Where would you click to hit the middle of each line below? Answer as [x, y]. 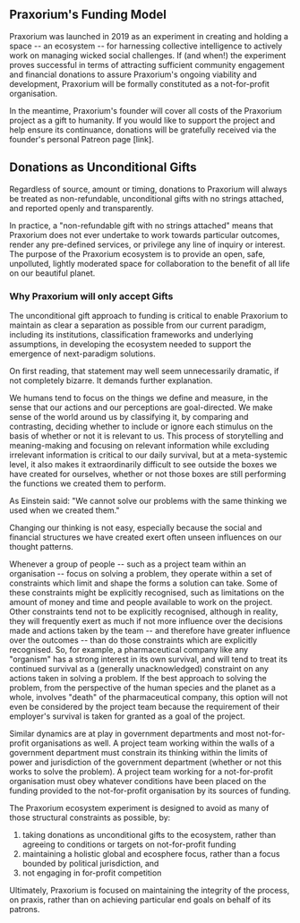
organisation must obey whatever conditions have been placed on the [138, 781]
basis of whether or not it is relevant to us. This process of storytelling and [146, 436]
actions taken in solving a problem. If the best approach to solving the [138, 678]
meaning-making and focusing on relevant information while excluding [139, 445]
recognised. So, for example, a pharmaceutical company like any [129, 649]
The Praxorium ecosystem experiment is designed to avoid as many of [139, 808]
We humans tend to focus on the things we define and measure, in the [139, 397]
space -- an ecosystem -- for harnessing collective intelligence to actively [146, 46]
